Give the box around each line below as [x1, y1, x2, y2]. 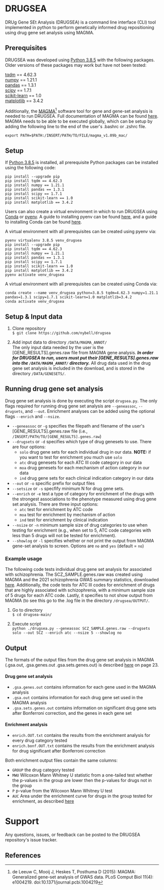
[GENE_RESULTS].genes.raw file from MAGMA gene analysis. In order [12, 350, 154, 356]
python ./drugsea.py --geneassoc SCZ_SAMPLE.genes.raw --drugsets [12, 626, 150, 631]
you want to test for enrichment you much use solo [19, 454, 123, 460]
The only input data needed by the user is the [12, 345, 104, 351]
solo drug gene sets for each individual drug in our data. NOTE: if [19, 449, 151, 455]
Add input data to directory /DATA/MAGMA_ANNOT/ [12, 339, 107, 345]
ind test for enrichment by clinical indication [19, 516, 108, 523]
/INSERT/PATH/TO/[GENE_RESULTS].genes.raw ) [12, 433, 102, 439]
